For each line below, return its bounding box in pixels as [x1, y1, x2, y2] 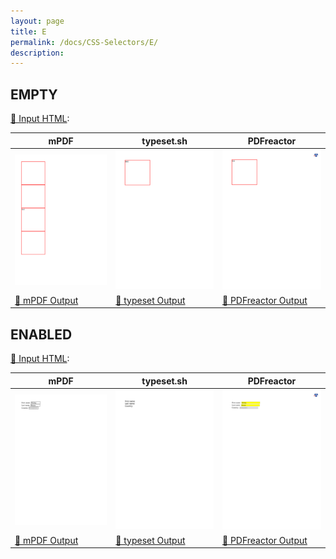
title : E [10, 26, 47, 37]
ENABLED [10, 326, 73, 343]
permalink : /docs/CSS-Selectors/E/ [10, 37, 159, 47]
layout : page [10, 16, 65, 26]
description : [10, 48, 65, 58]
